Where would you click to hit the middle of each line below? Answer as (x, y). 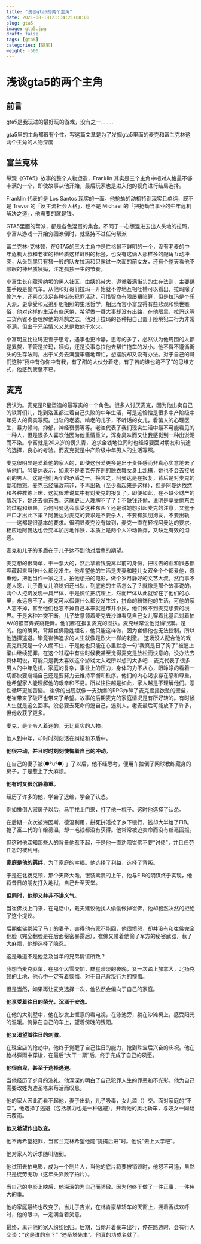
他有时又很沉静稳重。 (32, 784)
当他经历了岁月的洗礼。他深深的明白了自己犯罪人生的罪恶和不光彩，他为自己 (100, 1080)
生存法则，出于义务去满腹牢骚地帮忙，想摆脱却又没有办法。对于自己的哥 (106, 354)
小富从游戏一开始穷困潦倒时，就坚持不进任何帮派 (66, 234)
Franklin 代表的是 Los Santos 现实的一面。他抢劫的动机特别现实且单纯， (95, 198)
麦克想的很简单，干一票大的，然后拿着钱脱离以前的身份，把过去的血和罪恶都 (100, 563)
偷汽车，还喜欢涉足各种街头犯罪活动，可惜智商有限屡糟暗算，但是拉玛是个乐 (100, 296)
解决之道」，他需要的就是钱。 (42, 213)
